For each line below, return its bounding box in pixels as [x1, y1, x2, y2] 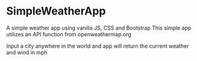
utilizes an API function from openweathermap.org [6, 30, 131, 37]
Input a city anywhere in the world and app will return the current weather [6, 42, 189, 50]
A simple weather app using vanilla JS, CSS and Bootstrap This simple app [6, 24, 192, 31]
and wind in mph [6, 48, 48, 56]
